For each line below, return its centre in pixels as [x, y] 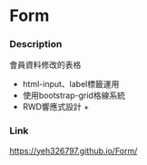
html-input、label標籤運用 [71, 84]
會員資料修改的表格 [45, 65]
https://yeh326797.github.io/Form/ [73, 150]
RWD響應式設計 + [55, 107]
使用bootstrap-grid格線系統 [73, 95]
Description [36, 44]
